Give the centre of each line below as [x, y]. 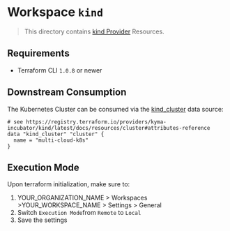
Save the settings [42, 220]
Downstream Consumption [67, 92]
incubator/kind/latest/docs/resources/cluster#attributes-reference [109, 128]
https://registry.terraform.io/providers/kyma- [96, 122]
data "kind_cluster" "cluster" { [56, 134]
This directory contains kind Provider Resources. [94, 31]
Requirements [38, 53]
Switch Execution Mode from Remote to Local [79, 213]
